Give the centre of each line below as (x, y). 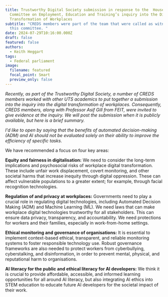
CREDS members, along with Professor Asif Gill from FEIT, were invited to (81, 109)
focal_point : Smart (30, 75)
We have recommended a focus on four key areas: (57, 150)
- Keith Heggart (26, 51)
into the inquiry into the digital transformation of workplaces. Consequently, (83, 104)
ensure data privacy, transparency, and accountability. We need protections (83, 217)
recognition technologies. (31, 186)
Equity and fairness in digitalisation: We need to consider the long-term (80, 160)
